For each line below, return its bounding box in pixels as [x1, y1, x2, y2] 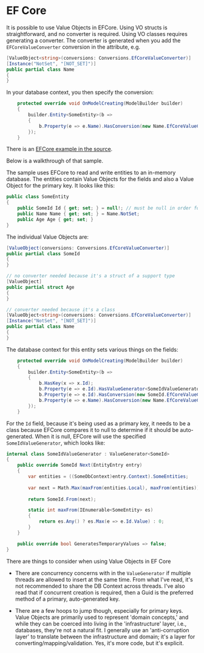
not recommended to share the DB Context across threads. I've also [15, 582, 185, 590]
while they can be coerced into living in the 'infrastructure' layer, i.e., [15, 619, 187, 627]
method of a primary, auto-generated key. [15, 595, 120, 602]
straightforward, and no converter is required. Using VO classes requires [6, 30, 188, 37]
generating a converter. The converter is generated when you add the [6, 37, 181, 44]
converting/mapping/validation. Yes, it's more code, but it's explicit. [15, 639, 184, 646]
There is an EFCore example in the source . [6, 146, 113, 153]
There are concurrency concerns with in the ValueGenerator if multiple [15, 569, 191, 576]
